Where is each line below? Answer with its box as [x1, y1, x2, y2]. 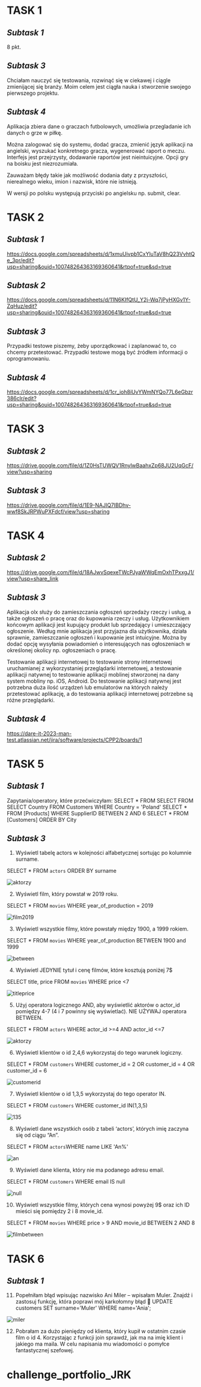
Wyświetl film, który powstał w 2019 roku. [15, 890, 118, 897]
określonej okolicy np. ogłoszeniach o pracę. [7, 646, 117, 654]
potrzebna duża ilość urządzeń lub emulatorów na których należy [7, 683, 168, 691]
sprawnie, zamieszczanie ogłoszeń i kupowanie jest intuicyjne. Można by [7, 634, 187, 641]
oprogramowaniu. [7, 355, 50, 362]
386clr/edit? [7, 395, 37, 402]
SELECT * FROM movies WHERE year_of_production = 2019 [7, 902, 154, 909]
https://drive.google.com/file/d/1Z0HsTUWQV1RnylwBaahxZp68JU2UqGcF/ [7, 462, 194, 469]
